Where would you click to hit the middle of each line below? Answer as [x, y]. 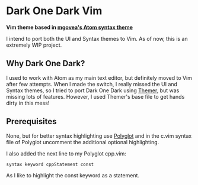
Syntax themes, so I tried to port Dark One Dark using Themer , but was [93, 90]
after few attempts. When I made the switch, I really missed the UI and [92, 84]
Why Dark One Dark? [46, 64]
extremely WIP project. [34, 45]
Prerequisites [31, 121]
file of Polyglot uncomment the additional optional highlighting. [83, 142]
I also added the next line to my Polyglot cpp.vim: [66, 153]
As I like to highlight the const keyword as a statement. [73, 175]
